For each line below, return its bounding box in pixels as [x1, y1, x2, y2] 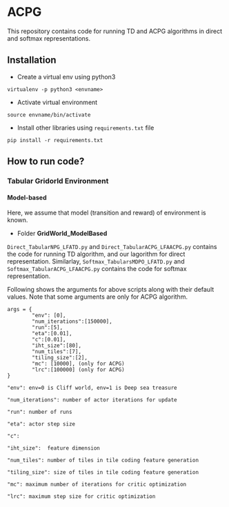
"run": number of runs [7, 408, 72, 416]
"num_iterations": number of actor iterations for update [7, 397, 177, 404]
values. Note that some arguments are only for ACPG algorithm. [7, 292, 188, 301]
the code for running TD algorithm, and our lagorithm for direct [7, 250, 186, 259]
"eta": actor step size [7, 421, 76, 428]
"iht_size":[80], [32, 342, 81, 349]
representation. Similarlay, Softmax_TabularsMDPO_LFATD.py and [7, 257, 185, 266]
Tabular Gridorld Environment [7, 177, 109, 186]
